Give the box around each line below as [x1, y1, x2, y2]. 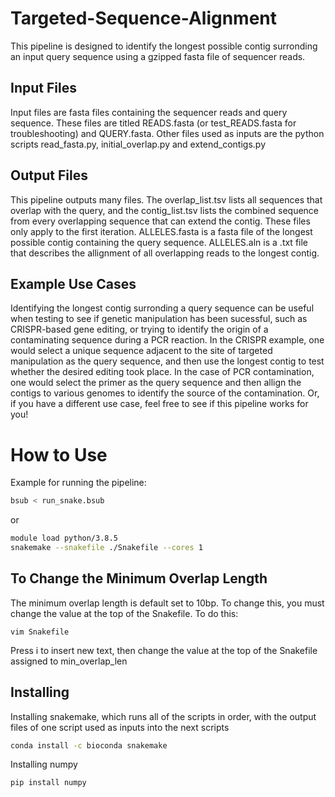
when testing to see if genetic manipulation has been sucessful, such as [10, 313, 308, 325]
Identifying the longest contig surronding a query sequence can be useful [10, 302, 315, 314]
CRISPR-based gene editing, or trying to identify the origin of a [10, 323, 269, 336]
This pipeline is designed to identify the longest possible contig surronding [10, 40, 318, 52]
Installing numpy [10, 758, 78, 771]
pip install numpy [10, 778, 87, 788]
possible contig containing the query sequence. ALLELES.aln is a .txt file [10, 236, 309, 248]
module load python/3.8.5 [10, 533, 118, 544]
